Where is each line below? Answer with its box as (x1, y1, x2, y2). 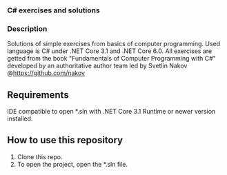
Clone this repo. (17, 152, 63, 161)
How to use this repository (7, 134, 124, 146)
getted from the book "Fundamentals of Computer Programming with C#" (7, 54, 216, 63)
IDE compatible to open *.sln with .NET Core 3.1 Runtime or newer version (7, 107, 216, 116)
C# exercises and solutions (7, 6, 100, 15)
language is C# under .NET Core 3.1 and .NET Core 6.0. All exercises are (7, 47, 213, 55)
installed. (7, 114, 33, 123)
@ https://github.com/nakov (7, 69, 85, 77)
